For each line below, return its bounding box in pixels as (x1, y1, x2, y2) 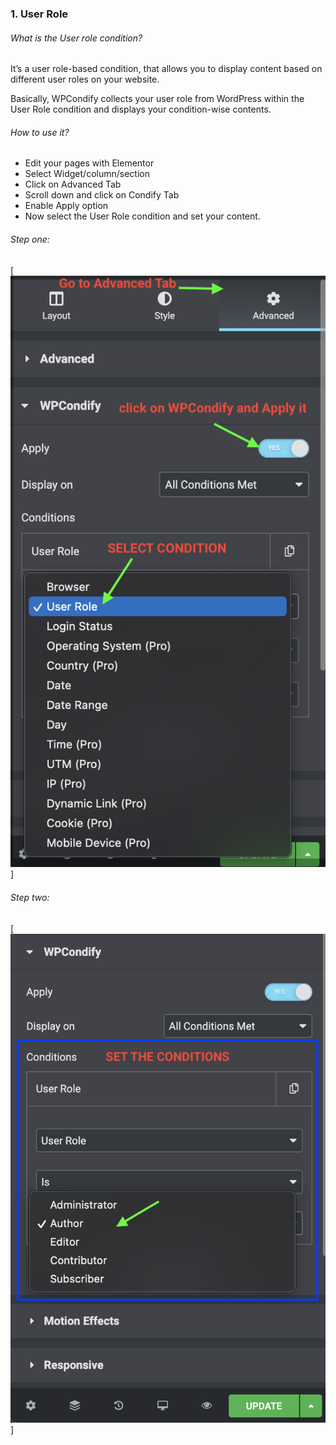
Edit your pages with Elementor (24, 157, 155, 169)
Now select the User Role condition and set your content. (24, 210, 261, 222)
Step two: (10, 892, 50, 904)
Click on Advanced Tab (24, 178, 122, 191)
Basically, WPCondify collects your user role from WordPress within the (10, 93, 305, 105)
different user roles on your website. (10, 73, 160, 86)
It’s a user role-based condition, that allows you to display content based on (10, 63, 323, 75)
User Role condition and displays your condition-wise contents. (10, 103, 272, 116)
